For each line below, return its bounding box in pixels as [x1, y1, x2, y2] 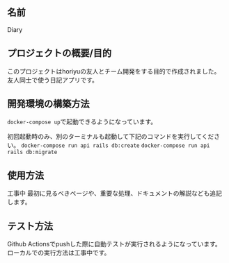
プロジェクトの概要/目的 [7, 47, 112, 59]
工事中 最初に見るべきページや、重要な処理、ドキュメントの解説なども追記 [7, 189, 223, 198]
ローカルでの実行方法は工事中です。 [7, 248, 111, 257]
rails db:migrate [7, 149, 58, 156]
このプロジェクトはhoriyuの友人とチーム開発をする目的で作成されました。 [7, 67, 221, 75]
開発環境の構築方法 [7, 98, 90, 110]
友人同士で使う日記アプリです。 [7, 76, 99, 84]
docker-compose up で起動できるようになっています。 [7, 117, 157, 126]
